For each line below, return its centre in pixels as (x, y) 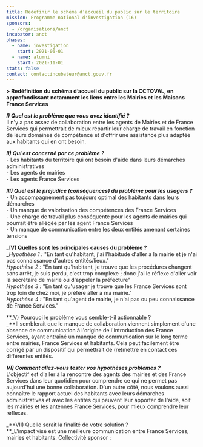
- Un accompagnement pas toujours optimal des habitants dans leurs (93, 197)
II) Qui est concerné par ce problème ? (55, 153)
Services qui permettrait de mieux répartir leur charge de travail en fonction (101, 129)
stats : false (23, 68)
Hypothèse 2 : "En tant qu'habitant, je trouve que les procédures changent (99, 267)
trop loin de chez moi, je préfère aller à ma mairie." (69, 293)
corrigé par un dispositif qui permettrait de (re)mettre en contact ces (92, 350)
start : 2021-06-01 (40, 52)
